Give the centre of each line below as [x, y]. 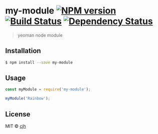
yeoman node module [40, 35]
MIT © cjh [16, 126]
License [18, 114]
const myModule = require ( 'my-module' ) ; [48, 89]
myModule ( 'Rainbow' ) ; [28, 98]
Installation [23, 51]
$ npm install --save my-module [39, 62]
